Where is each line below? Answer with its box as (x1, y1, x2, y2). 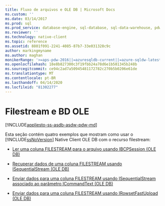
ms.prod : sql (5, 21, 32, 26)
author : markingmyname (5, 48, 52, 53)
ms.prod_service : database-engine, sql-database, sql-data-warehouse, (5, 26, 153, 30)
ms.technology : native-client (5, 35, 67, 40)
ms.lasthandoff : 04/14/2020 (5, 80, 63, 85)
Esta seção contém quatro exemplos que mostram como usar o (5, 131, 134, 137)
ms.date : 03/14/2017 (5, 16, 48, 21)
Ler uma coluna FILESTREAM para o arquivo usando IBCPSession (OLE (12, 146, 156, 152)
